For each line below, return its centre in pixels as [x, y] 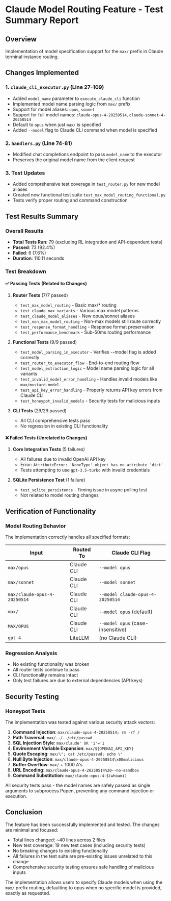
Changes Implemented [42, 73]
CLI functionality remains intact [45, 675]
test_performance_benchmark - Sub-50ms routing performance [85, 332]
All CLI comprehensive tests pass [55, 421]
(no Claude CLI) [118, 638]
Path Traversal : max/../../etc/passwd [52, 737]
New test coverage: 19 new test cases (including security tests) [79, 845]
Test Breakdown [26, 271]
